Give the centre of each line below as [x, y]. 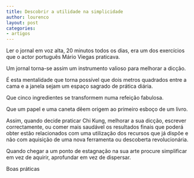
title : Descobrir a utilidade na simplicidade [65, 12]
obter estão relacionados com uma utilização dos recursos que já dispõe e [97, 133]
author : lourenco [28, 17]
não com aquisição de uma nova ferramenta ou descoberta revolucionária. [97, 139]
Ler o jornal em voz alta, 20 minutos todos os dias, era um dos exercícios [96, 50]
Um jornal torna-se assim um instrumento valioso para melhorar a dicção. [96, 68]
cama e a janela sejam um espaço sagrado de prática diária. [79, 86]
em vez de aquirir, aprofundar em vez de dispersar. [69, 157]
